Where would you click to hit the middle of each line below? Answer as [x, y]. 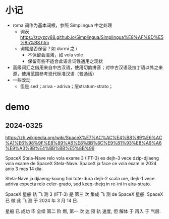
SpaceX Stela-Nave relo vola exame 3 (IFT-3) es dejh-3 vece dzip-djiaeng [82, 158]
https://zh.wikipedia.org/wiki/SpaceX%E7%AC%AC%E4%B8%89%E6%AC [84, 137]
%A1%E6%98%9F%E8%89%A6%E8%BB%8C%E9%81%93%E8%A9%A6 [83, 143]
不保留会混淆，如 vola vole [55, 55]
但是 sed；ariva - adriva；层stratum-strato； [67, 86]
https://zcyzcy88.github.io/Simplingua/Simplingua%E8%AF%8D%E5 [92, 37]
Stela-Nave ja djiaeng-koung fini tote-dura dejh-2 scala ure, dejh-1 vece [80, 178]
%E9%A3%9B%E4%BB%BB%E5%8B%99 [50, 148]
